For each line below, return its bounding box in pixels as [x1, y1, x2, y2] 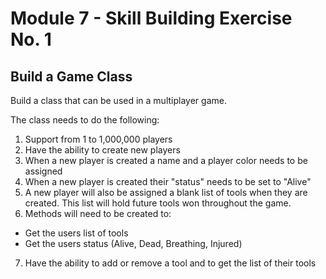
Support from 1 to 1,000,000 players [24, 133, 173, 145]
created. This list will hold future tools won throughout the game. [24, 197, 292, 209]
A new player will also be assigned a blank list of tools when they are [24, 187, 308, 198]
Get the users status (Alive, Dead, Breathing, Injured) [24, 238, 243, 249]
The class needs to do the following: [10, 114, 160, 126]
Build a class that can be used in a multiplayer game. [10, 95, 227, 106]
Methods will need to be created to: [24, 208, 172, 219]
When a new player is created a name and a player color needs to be [24, 155, 308, 166]
